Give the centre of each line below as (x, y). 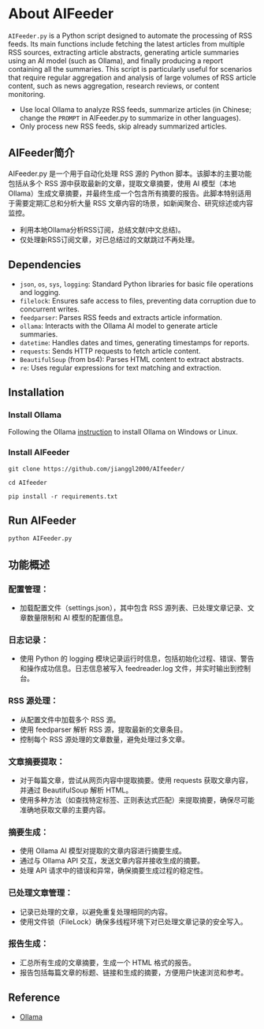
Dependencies (45, 265)
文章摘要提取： (37, 762)
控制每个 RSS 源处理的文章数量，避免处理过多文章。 (104, 739)
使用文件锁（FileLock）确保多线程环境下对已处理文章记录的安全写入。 (133, 921)
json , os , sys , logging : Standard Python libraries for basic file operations (136, 284)
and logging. (40, 292)
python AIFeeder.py (40, 539)
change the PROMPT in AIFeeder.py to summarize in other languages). (130, 117)
